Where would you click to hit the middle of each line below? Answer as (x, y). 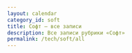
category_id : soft (34, 20)
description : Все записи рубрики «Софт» (66, 33)
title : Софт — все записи (44, 26)
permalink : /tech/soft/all (46, 39)
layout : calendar (32, 13)
